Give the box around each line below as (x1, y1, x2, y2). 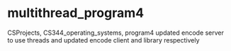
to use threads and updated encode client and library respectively (7, 35, 200, 44)
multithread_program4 (7, 5, 144, 21)
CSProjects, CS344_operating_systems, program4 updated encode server (7, 28, 225, 37)
